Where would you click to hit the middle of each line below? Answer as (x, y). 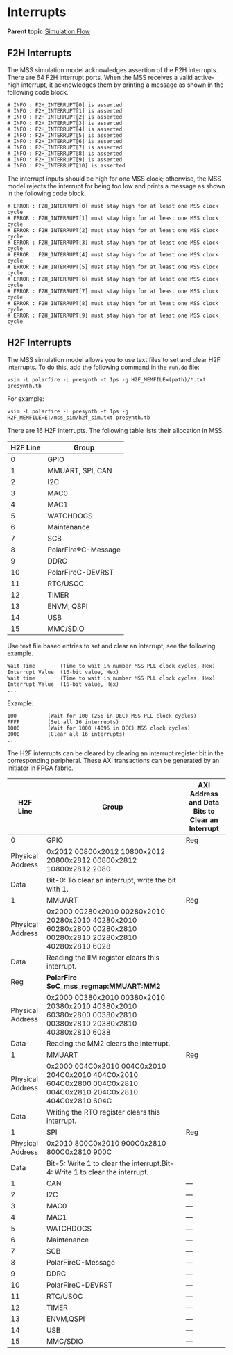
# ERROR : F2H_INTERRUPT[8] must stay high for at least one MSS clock (113, 303)
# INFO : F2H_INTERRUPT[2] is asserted (65, 117)
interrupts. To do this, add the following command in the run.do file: (103, 367)
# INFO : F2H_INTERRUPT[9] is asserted (65, 159)
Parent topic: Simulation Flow (49, 31)
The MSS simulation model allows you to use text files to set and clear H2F (114, 359)
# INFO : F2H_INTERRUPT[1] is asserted (65, 111)
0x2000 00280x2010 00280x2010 (105, 911)
